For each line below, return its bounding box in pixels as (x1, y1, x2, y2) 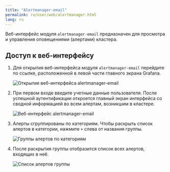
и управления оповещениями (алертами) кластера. (5, 36, 118, 42)
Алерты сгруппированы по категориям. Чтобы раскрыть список (12, 120, 153, 127)
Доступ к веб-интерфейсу (5, 51, 94, 60)
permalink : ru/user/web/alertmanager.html (5, 12, 97, 17)
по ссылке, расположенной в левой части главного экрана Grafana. (12, 70, 161, 77)
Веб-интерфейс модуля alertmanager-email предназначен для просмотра (5, 31, 165, 37)
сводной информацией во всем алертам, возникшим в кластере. (12, 101, 155, 107)
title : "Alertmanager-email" (5, 7, 67, 13)
